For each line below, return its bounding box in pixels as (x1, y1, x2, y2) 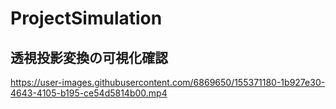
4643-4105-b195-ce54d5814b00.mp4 (10, 87, 168, 99)
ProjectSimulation (10, 7, 163, 30)
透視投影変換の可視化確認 (10, 49, 168, 66)
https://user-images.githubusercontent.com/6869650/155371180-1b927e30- (10, 77, 326, 88)
